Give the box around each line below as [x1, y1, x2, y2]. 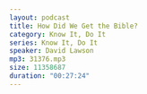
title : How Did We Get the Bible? [9, 21, 139, 30]
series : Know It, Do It [9, 38, 99, 47]
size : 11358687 [9, 64, 66, 73]
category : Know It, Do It [9, 30, 106, 38]
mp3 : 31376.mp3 [9, 55, 66, 64]
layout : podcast [9, 13, 70, 22]
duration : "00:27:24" [9, 72, 91, 81]
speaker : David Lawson [9, 47, 94, 56]
